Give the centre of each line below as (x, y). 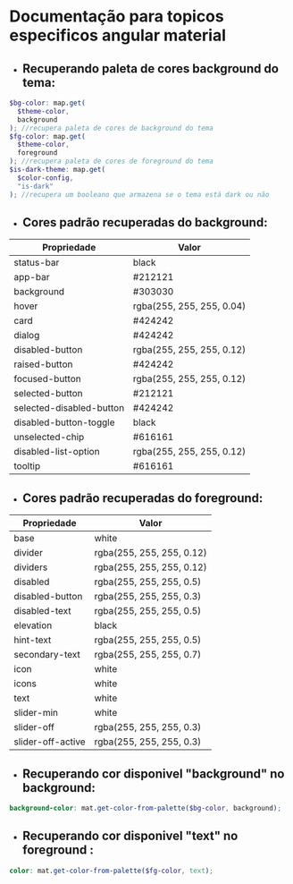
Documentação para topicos (117, 17)
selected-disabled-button (69, 408)
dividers (31, 567)
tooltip (27, 466)
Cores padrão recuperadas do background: (145, 222)
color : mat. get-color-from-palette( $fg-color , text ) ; (112, 871)
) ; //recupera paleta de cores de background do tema (112, 128)
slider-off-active (50, 742)
